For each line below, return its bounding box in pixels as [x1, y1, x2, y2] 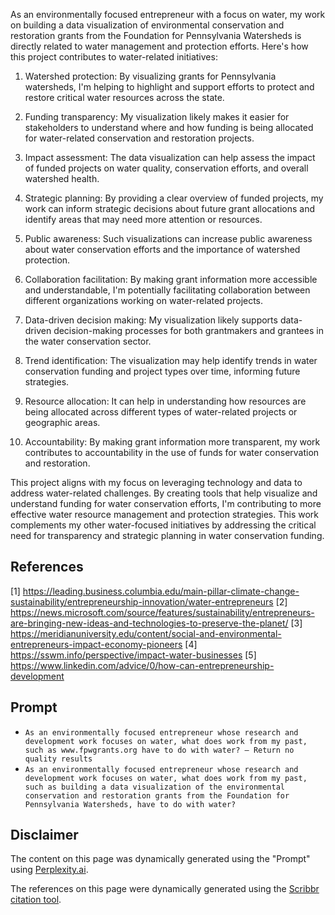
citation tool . [10, 894, 62, 906]
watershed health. [24, 173, 100, 184]
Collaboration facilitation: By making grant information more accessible [24, 274, 318, 285]
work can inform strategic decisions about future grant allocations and [24, 203, 316, 214]
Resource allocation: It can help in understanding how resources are [24, 395, 307, 407]
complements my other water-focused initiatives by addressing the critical [10, 519, 317, 531]
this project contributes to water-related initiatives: [10, 51, 218, 63]
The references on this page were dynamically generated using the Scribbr [10, 883, 320, 895]
